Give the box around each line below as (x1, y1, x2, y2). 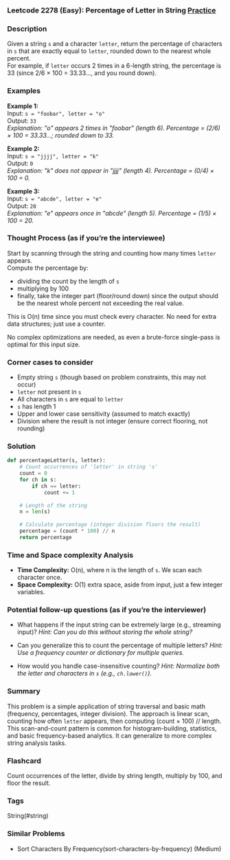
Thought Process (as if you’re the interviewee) (7, 233, 166, 243)
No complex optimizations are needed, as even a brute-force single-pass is (7, 333, 220, 341)
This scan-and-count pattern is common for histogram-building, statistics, (7, 724, 218, 732)
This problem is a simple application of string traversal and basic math (7, 702, 206, 711)
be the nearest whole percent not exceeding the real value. (16, 299, 184, 307)
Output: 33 (7, 116, 36, 125)
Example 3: (7, 187, 40, 195)
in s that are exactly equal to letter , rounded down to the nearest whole (7, 47, 211, 55)
